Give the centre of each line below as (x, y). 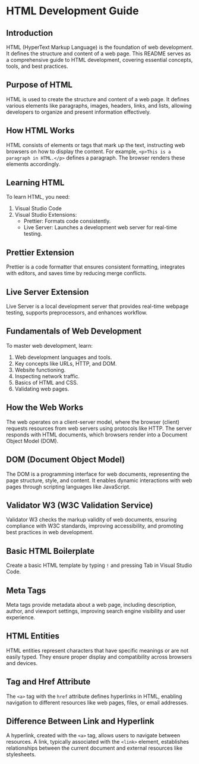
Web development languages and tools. (63, 357)
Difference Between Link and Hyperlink (80, 721)
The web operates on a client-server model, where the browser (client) (93, 422)
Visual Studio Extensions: (46, 215)
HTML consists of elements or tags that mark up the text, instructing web (96, 145)
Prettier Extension (40, 252)
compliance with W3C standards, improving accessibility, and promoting (95, 526)
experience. (21, 617)
